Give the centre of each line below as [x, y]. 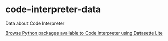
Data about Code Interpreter [35, 23]
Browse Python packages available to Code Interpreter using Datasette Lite [84, 33]
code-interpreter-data [53, 9]
